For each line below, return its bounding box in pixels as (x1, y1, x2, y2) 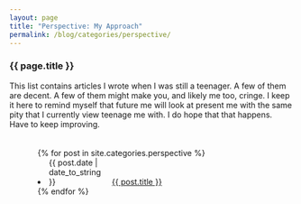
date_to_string (49, 166, 102, 177)
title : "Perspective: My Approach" (9, 22, 143, 31)
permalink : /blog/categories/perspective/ (9, 30, 171, 39)
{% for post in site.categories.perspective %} (37, 147, 205, 158)
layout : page (9, 13, 59, 23)
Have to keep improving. (9, 118, 101, 129)
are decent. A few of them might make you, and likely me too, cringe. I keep (9, 89, 290, 100)
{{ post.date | (49, 157, 98, 168)
